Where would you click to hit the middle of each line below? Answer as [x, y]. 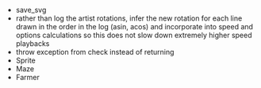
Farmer [27, 77]
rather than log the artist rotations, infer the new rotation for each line [129, 18]
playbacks [33, 44]
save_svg [31, 10]
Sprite [25, 60]
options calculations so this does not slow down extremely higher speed [134, 35]
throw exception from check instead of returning [95, 52]
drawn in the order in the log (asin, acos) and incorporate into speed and [134, 27]
